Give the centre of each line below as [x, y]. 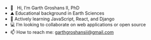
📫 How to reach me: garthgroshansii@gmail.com [62, 32]
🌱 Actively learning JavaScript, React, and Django [62, 19]
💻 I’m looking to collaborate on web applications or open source [78, 25]
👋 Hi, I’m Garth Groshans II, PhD [45, 8]
